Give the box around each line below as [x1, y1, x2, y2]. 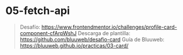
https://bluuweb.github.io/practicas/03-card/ [19, 42, 129, 49]
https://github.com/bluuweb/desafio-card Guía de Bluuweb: [19, 36, 165, 43]
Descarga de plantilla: [77, 29, 131, 36]
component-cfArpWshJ [19, 29, 77, 36]
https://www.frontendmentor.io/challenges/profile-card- [41, 23, 177, 30]
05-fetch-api [5, 4, 70, 18]
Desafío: [19, 23, 40, 30]
